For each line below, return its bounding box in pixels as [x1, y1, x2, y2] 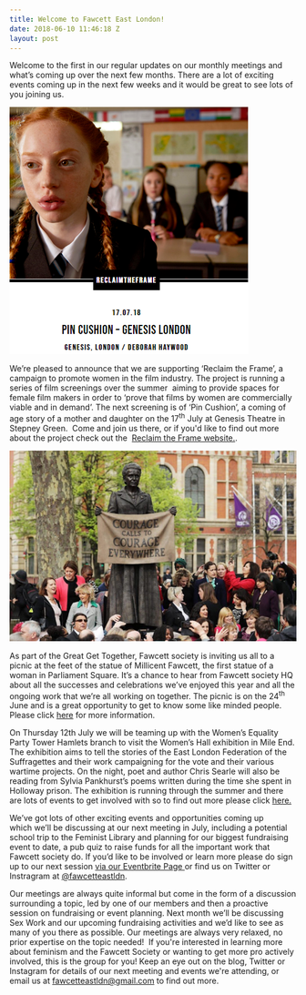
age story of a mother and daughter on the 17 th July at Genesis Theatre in [9, 411, 286, 424]
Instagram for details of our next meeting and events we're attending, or [9, 966, 280, 977]
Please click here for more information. [9, 710, 156, 721]
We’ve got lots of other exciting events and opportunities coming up [9, 813, 264, 824]
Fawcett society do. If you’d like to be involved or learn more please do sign [9, 851, 293, 862]
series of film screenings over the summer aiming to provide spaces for [9, 382, 280, 393]
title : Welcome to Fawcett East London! [9, 15, 166, 24]
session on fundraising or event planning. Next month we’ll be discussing [9, 908, 284, 919]
